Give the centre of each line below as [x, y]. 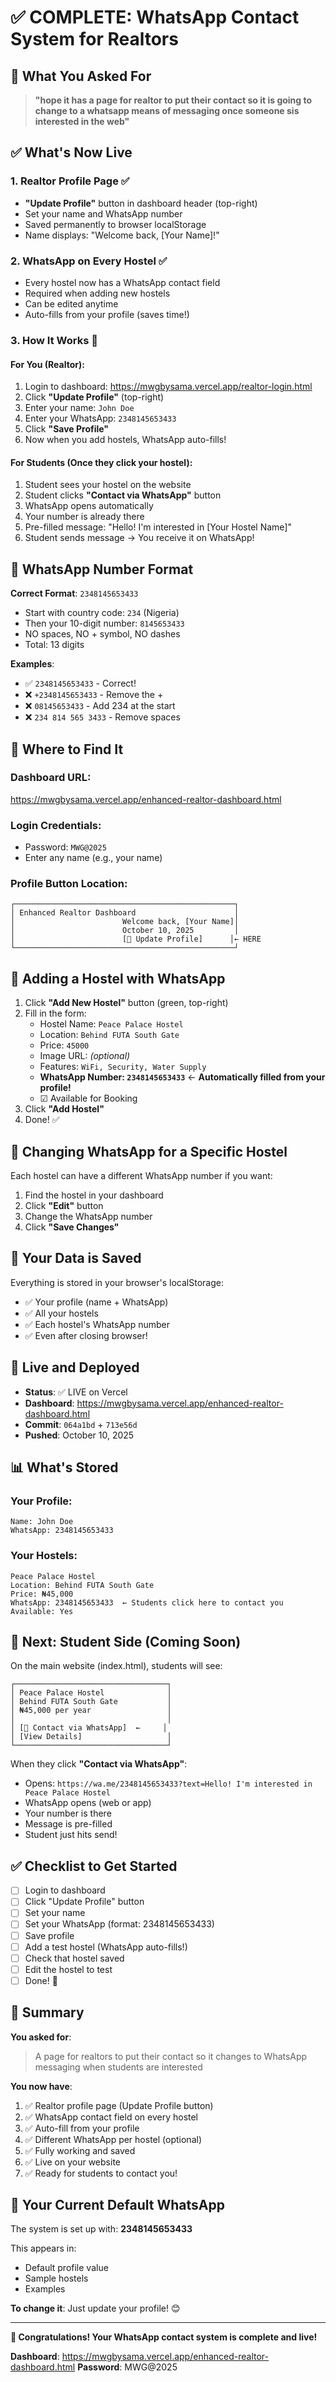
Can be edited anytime [71, 303]
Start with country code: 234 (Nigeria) [102, 613]
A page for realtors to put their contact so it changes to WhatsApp [171, 2056]
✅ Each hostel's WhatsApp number [97, 1324]
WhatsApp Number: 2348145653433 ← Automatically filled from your [182, 1077]
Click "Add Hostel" [64, 1109]
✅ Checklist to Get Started [94, 1866]
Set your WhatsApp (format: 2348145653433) [119, 1924]
